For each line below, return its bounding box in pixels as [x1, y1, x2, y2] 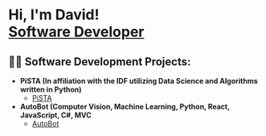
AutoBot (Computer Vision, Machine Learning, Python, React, [19, 102, 231, 111]
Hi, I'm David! [8, 6, 100, 24]
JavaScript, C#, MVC [19, 110, 92, 120]
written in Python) [19, 84, 82, 94]
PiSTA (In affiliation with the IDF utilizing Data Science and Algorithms [19, 76, 259, 85]
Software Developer [8, 23, 145, 41]
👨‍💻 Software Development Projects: [8, 55, 191, 68]
